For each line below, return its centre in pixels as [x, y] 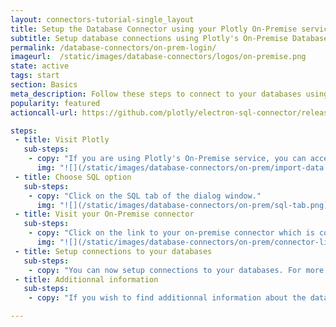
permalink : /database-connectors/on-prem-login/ [113, 47]
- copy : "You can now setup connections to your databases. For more [176, 270]
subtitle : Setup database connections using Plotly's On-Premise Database [169, 38]
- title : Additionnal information [86, 279]
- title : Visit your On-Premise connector [104, 214]
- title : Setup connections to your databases [113, 251]
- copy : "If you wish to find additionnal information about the [167, 298]
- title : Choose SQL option [73, 177]
